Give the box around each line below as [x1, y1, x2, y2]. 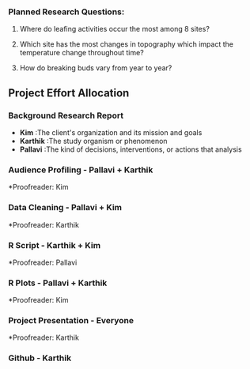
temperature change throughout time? [19, 48, 144, 58]
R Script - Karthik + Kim [8, 239, 101, 250]
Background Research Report [8, 110, 124, 121]
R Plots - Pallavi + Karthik [8, 277, 108, 288]
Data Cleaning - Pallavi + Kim [8, 202, 123, 213]
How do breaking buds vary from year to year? [19, 63, 172, 73]
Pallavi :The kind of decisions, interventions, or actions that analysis [19, 145, 243, 154]
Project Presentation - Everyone [8, 315, 134, 326]
